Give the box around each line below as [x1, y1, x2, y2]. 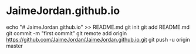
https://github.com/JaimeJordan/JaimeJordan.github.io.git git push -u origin [6, 36, 190, 43]
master [6, 42, 23, 49]
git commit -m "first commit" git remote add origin [6, 29, 127, 36]
